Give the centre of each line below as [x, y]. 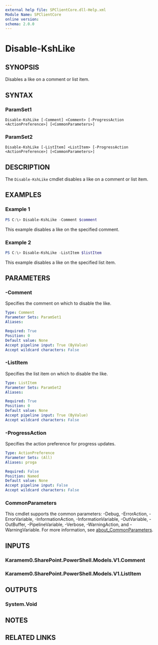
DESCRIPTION [27, 167]
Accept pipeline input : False [37, 486]
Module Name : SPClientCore [33, 15]
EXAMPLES [23, 195]
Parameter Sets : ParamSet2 [33, 388]
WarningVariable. [23, 530]
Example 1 [18, 209]
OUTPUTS [21, 589]
